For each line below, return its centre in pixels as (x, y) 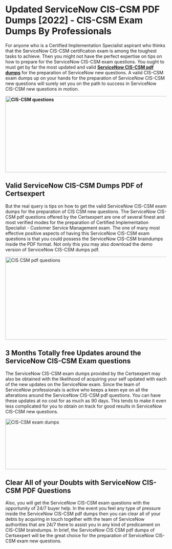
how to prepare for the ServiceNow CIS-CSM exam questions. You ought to (85, 61)
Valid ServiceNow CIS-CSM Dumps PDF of (74, 186)
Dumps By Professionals (58, 31)
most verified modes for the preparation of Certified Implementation (77, 222)
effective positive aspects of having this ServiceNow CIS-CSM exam (78, 233)
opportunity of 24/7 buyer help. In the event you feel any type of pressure (83, 509)
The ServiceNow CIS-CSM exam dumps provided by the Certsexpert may (83, 373)
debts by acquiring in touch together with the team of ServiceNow (75, 519)
